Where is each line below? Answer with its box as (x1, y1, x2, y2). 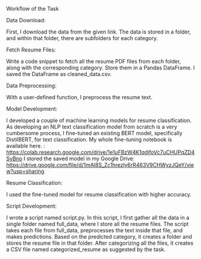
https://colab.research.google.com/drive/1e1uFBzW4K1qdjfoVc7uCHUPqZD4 (6, 149, 195, 156)
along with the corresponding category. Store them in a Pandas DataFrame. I (6, 64, 195, 71)
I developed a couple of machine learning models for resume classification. (6, 117, 192, 124)
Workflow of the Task (6, 5, 59, 12)
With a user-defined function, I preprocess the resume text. (6, 94, 153, 100)
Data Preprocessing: (6, 82, 57, 89)
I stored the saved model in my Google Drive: (23, 155, 135, 162)
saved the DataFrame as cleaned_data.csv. (6, 71, 112, 77)
